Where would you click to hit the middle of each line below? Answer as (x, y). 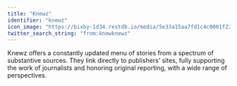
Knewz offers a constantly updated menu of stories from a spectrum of (110, 53)
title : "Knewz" (30, 14)
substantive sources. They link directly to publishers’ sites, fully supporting (116, 61)
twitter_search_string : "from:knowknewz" (69, 33)
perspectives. (27, 76)
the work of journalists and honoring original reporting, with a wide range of (117, 68)
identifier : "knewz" (38, 20)
